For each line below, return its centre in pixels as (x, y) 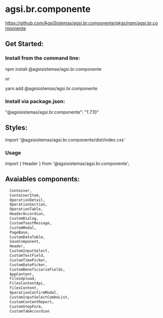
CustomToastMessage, (31, 223)
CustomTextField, (27, 256)
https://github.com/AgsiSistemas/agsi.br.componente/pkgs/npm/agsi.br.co (81, 23)
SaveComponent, (25, 242)
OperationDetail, (27, 200)
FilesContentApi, (27, 283)
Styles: (16, 128)
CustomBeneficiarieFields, (37, 269)
